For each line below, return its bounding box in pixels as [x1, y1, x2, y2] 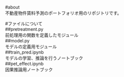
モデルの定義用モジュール [5, 44, 57, 49]
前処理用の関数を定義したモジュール [5, 32, 79, 38]
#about [5, 4, 20, 10]
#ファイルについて [5, 21, 43, 26]
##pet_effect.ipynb [5, 61, 44, 67]
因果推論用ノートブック [5, 67, 53, 73]
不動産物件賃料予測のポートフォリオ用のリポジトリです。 [5, 10, 122, 16]
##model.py [5, 38, 30, 44]
